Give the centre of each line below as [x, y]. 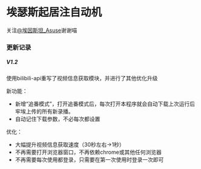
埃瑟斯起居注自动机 [54, 12]
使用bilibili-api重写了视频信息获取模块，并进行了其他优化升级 [82, 78]
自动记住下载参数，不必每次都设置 [58, 119]
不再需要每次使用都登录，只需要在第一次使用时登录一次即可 [89, 159]
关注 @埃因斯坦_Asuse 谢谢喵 [42, 30]
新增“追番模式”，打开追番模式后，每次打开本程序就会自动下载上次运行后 [105, 104]
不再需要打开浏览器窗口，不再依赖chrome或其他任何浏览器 [88, 152]
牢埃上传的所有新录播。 [44, 111]
